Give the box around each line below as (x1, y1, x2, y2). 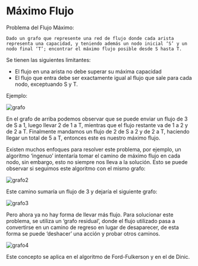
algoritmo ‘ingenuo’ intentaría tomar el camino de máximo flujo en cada (6, 152, 180, 159)
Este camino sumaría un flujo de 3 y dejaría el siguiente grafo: (6, 188, 158, 195)
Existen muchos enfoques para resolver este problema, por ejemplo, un (6, 146, 181, 153)
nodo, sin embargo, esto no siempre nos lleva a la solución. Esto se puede (6, 158, 188, 165)
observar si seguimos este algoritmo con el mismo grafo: (6, 165, 146, 172)
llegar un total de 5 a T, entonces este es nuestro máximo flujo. (6, 134, 161, 141)
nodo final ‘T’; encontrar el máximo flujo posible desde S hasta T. (6, 46, 183, 52)
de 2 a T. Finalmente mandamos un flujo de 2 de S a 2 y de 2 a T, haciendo (6, 128, 190, 135)
